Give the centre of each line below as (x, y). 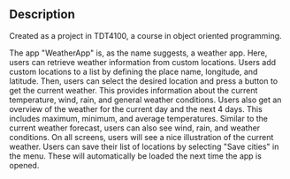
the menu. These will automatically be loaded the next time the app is (136, 156)
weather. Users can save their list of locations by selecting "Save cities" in (144, 146)
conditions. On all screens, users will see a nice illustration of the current (141, 137)
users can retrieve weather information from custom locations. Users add (143, 62)
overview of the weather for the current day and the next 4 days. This (136, 108)
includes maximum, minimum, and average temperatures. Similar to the (138, 118)
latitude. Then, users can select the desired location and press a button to (144, 81)
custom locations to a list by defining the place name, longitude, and (134, 71)
